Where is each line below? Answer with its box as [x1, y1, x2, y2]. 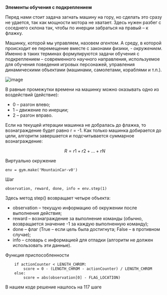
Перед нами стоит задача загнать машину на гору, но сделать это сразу [5, 14, 162, 20]
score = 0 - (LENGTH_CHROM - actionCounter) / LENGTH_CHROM [23, 266, 152, 271]
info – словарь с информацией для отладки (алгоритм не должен [12, 237, 153, 243]
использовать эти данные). [12, 242, 72, 248]
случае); [12, 232, 31, 237]
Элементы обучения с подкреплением [5, 5, 92, 10]
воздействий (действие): [5, 92, 59, 97]
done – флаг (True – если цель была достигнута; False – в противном [12, 226, 160, 232]
